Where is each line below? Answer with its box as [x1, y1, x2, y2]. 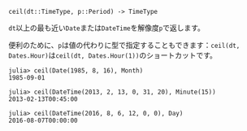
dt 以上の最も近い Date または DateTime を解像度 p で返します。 [8, 23, 206, 33]
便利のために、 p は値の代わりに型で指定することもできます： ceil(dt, [8, 41, 240, 50]
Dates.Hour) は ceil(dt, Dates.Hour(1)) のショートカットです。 [8, 50, 218, 60]
